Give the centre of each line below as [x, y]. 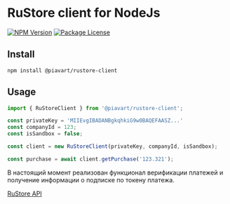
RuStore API [25, 193]
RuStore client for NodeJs [84, 13]
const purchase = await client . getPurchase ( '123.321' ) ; [90, 159]
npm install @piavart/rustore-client [62, 70]
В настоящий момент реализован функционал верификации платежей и [115, 172]
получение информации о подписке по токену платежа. [91, 179]
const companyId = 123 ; [42, 128]
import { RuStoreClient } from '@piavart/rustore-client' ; [95, 108]
